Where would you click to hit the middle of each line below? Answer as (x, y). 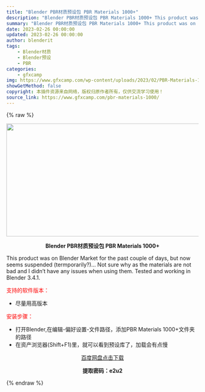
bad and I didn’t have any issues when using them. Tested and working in (99, 271)
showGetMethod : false (34, 86)
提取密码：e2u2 (103, 371)
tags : (13, 47)
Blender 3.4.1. (23, 277)
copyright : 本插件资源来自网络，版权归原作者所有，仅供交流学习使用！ (85, 92)
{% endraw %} (25, 383)
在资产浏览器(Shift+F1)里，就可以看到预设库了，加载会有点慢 (91, 344)
